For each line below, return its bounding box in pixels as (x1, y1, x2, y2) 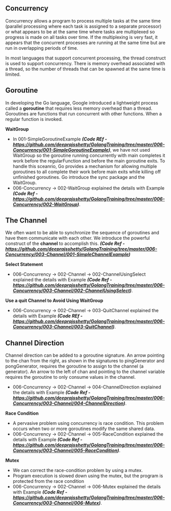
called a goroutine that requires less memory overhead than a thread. (5, 105, 153, 111)
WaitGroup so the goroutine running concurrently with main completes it (12, 152, 165, 158)
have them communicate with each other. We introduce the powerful (5, 235, 150, 241)
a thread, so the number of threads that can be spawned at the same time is (5, 66, 165, 72)
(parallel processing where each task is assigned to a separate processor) (5, 23, 162, 29)
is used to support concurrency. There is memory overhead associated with (5, 60, 165, 66)
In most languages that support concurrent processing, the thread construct (5, 55, 166, 61)
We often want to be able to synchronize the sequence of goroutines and (5, 230, 160, 236)
